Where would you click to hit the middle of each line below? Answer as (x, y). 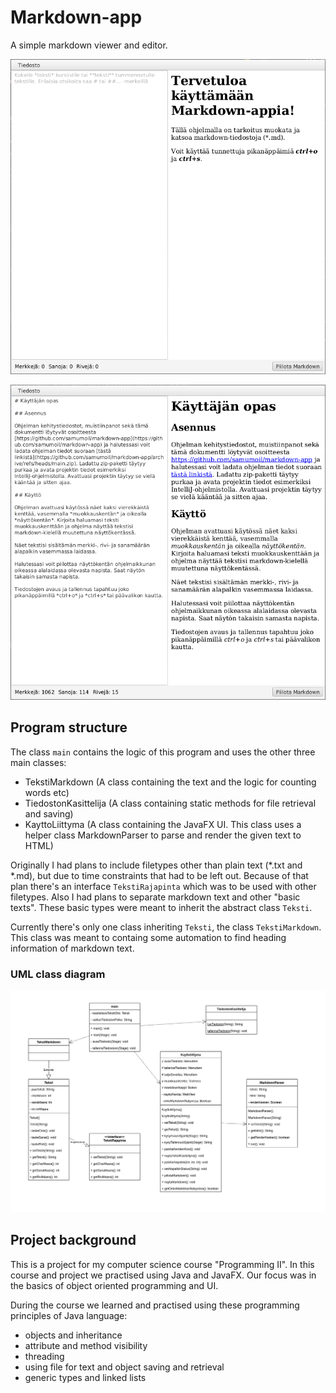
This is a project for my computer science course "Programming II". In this (162, 1264)
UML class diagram (58, 974)
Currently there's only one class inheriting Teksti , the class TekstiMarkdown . (166, 927)
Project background (73, 1240)
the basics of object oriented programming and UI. (114, 1285)
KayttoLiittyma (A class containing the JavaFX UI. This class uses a (163, 824)
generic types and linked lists (85, 1377)
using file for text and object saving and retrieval (124, 1367)
